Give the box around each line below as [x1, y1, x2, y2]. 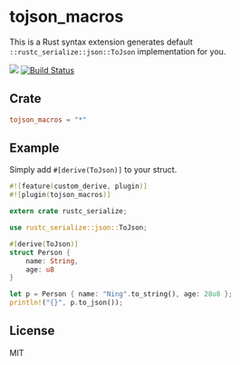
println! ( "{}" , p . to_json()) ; [9, 298, 124, 308]
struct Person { [9, 248, 71, 257]
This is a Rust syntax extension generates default [9, 36, 193, 47]
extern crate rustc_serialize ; [9, 207, 128, 216]
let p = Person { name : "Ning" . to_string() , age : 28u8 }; [9, 290, 233, 299]
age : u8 [25, 265, 54, 274]
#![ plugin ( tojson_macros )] [9, 191, 111, 200]
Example [9, 141, 60, 156]
